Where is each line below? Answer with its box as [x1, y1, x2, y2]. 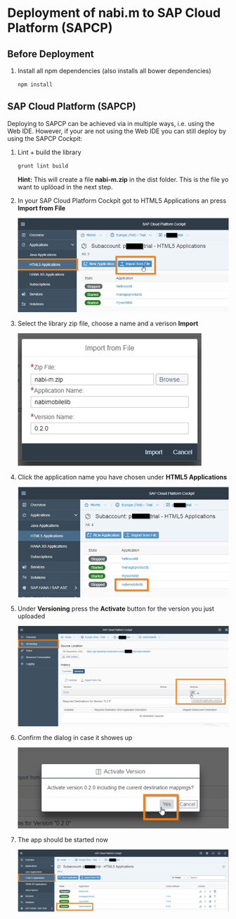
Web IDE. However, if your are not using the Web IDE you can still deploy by [7, 127, 226, 135]
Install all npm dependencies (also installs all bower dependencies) [17, 67, 212, 75]
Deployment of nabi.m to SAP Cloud [7, 5, 221, 21]
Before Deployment [7, 48, 94, 60]
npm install [17, 81, 53, 88]
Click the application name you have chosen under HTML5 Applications [17, 473, 228, 482]
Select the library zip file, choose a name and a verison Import [17, 319, 199, 328]
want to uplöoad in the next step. [17, 182, 113, 191]
